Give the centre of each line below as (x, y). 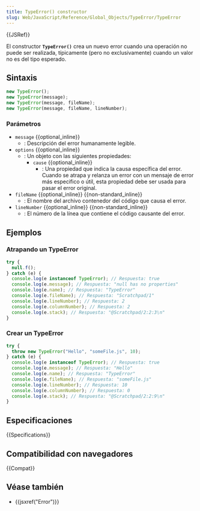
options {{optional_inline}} (47, 150)
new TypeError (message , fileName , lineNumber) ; (67, 108)
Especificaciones (39, 421)
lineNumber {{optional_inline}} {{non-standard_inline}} (81, 207)
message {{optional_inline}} (47, 137)
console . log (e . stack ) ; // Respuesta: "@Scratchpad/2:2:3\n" (88, 312)
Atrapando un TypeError (42, 249)
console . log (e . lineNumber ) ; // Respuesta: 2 (68, 301)
